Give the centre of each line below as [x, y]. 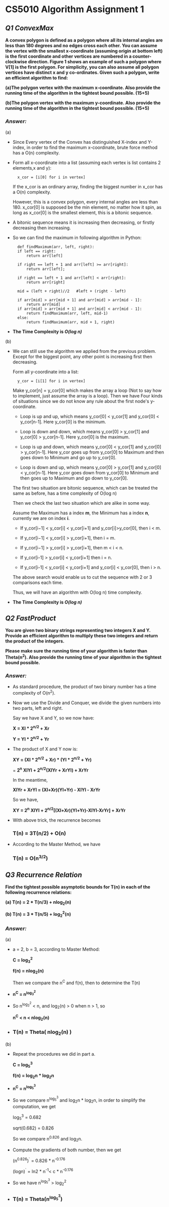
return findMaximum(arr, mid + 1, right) [70, 323]
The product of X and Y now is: [45, 749]
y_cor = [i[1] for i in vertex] [51, 381]
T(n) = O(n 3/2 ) [30, 858]
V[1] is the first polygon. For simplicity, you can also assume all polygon [82, 67]
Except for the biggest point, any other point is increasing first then [82, 357]
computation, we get [34, 1106]
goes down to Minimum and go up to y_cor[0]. [68, 458]
